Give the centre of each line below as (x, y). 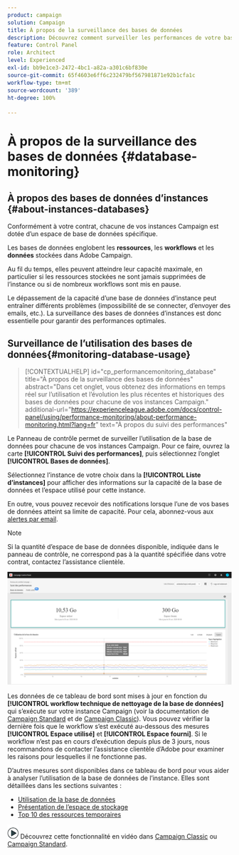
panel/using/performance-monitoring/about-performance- (111, 416)
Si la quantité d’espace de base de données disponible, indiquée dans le (113, 546)
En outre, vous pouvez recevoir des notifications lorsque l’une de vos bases (118, 503)
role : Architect (31, 53)
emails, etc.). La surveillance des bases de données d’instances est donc (115, 313)
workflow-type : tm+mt (39, 83)
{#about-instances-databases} (78, 209)
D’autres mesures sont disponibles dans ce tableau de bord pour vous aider (118, 770)
